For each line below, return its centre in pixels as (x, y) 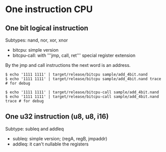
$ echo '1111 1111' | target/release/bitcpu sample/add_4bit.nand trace (83, 79)
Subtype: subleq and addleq (35, 129)
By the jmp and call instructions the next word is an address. (68, 65)
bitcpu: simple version (36, 50)
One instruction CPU (49, 9)
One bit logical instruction (47, 28)
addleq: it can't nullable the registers (50, 144)
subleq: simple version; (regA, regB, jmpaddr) (60, 138)
